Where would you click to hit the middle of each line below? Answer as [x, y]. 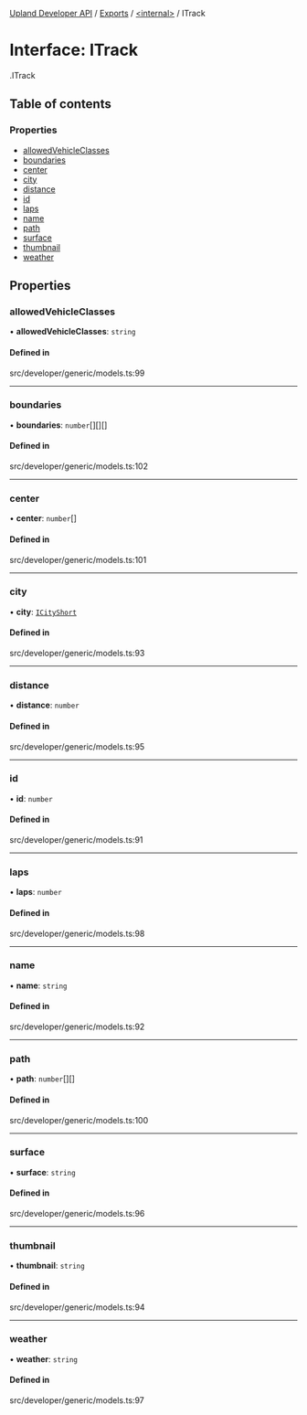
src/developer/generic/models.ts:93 [77, 654]
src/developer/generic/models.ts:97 [77, 1400]
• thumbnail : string [47, 1266]
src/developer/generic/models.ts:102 [79, 466]
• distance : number [44, 705]
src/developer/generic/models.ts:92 [77, 1027]
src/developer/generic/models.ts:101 [78, 559]
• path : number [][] [42, 1079]
